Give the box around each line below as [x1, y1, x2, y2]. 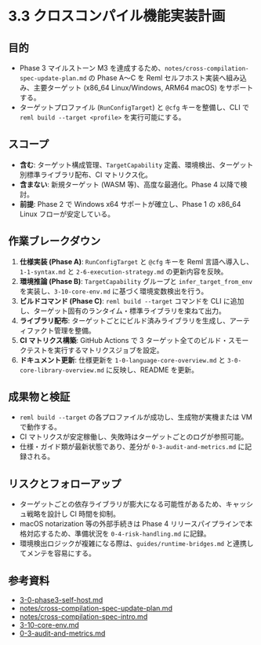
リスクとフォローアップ [8, 477, 121, 490]
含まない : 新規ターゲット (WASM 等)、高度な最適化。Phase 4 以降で [19, 179, 241, 189]
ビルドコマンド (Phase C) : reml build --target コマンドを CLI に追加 [19, 296, 245, 305]
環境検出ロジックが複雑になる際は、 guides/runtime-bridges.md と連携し [19, 539, 254, 548]
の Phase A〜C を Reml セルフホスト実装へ [88, 73, 227, 83]
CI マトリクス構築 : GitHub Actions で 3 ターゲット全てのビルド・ [19, 335, 229, 345]
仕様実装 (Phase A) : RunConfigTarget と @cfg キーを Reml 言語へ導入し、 [19, 256, 253, 266]
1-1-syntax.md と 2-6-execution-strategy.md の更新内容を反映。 [19, 267, 228, 276]
